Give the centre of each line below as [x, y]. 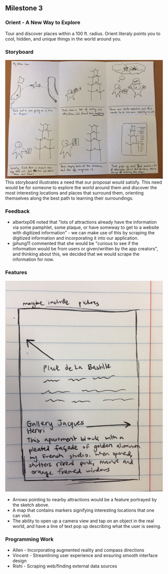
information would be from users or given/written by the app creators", [85, 249]
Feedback [17, 211]
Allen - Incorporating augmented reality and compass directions [78, 550]
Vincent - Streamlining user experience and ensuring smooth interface [85, 555]
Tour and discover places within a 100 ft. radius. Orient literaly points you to [83, 33]
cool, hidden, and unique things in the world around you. [63, 39]
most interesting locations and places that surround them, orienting [74, 193]
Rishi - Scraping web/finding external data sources [65, 566]
